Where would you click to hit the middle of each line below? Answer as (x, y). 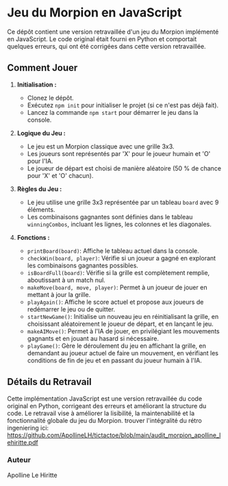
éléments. (41, 209)
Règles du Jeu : (39, 189)
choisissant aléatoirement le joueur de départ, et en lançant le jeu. (120, 324)
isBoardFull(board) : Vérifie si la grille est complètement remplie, (118, 272)
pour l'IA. (40, 161)
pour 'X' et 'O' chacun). (60, 175)
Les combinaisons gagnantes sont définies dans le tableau (110, 217)
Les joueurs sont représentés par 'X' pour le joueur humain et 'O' (119, 153)
